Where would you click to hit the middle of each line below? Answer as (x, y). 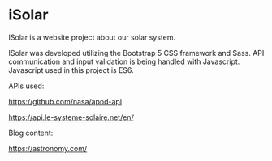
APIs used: (26, 86)
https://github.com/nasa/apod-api (65, 101)
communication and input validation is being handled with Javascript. (124, 61)
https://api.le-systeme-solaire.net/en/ (71, 117)
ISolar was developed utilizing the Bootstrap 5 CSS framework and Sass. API (136, 53)
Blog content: (31, 133)
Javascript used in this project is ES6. (71, 70)
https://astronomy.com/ (48, 148)
